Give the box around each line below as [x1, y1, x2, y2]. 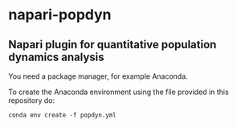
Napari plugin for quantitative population [8, 38, 217, 51]
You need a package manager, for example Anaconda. [8, 72, 189, 81]
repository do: [8, 96, 55, 105]
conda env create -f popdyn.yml [8, 111, 116, 119]
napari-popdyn [8, 6, 112, 24]
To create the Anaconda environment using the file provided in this [8, 87, 229, 96]
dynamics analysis [8, 50, 104, 63]
